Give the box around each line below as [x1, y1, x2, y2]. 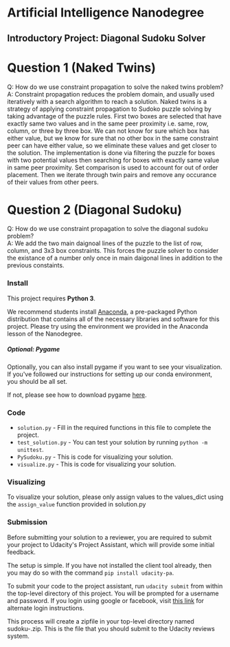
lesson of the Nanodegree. [7, 329, 83, 338]
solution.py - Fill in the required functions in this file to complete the [16, 424, 211, 432]
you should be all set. [7, 377, 67, 385]
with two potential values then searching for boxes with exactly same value [7, 156, 220, 164]
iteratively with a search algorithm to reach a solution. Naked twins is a [7, 97, 207, 105]
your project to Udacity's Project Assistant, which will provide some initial [7, 540, 215, 548]
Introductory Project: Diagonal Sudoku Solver [7, 32, 206, 44]
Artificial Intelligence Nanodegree [7, 5, 205, 21]
